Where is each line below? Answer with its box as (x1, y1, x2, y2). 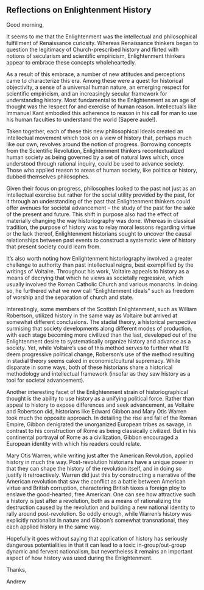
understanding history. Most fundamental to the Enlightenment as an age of (6, 96, 196, 104)
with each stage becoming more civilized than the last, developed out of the (6, 331, 197, 339)
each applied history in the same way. (6, 523, 102, 530)
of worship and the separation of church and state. (6, 293, 134, 301)
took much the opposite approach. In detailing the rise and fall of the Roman (6, 414, 197, 421)
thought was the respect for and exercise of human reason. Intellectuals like (6, 103, 197, 110)
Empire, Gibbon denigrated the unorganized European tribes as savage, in (6, 420, 192, 428)
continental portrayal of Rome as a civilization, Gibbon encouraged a (6, 434, 178, 441)
